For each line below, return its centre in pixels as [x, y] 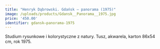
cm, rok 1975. [18, 42]
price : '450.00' [21, 18]
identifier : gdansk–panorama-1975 [40, 23]
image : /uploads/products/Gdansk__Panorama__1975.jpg [61, 14]
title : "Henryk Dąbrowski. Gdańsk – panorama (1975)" [61, 9]
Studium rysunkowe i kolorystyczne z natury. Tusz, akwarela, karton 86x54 [80, 37]
